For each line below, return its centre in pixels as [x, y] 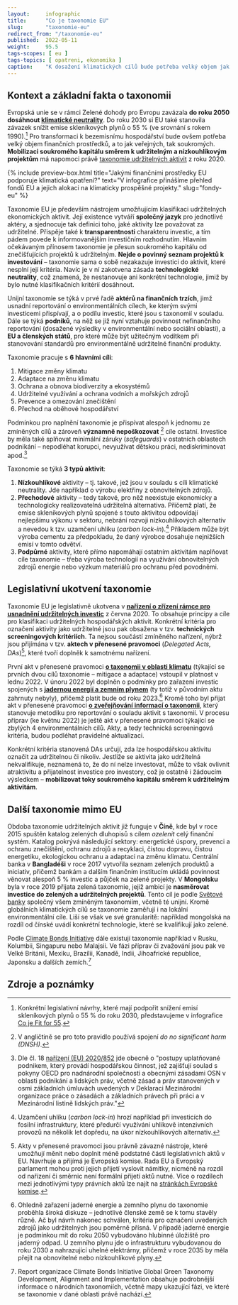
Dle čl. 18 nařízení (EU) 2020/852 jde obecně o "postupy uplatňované [119, 1058]
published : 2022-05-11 [42, 40]
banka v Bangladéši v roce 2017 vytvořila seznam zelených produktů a [111, 864]
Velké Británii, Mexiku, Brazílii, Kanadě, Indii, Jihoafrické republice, [104, 953]
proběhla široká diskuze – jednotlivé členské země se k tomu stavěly [117, 1213]
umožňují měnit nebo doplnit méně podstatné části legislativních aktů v [121, 1154]
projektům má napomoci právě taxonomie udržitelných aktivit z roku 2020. [117, 159]
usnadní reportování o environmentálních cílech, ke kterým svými [102, 306]
